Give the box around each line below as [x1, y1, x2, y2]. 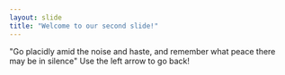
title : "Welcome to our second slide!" [9, 21, 159, 30]
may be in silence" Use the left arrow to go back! [9, 55, 191, 66]
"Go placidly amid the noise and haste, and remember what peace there [9, 46, 276, 56]
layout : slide [9, 12, 63, 22]
